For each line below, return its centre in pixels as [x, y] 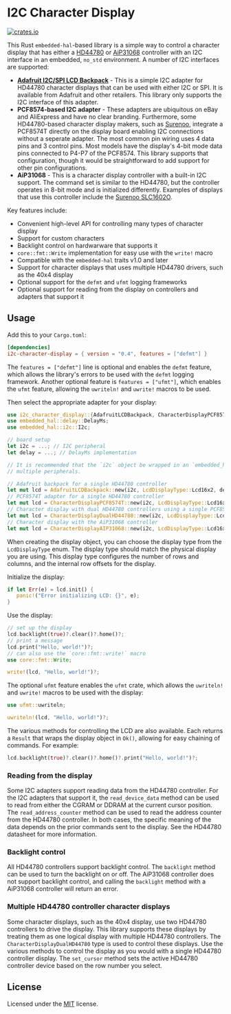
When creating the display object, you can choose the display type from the [114, 541]
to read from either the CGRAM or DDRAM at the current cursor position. [110, 805]
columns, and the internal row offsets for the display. [82, 563]
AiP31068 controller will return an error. [63, 889]
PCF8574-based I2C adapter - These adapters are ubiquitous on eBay [118, 109]
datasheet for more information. [52, 834]
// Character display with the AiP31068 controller [82, 522]
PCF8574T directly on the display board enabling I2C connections [110, 131]
